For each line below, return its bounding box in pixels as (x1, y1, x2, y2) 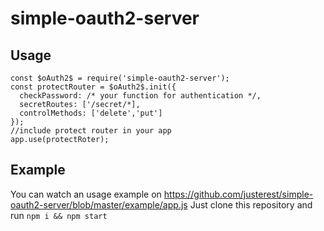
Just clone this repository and (189, 198, 313, 211)
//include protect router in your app (10, 126, 172, 136)
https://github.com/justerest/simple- (163, 188, 314, 200)
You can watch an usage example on (10, 188, 162, 200)
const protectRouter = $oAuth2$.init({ (10, 82, 177, 92)
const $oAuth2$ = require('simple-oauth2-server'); (10, 73, 230, 83)
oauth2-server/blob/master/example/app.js (10, 198, 188, 211)
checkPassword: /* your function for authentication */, (19, 91, 262, 101)
